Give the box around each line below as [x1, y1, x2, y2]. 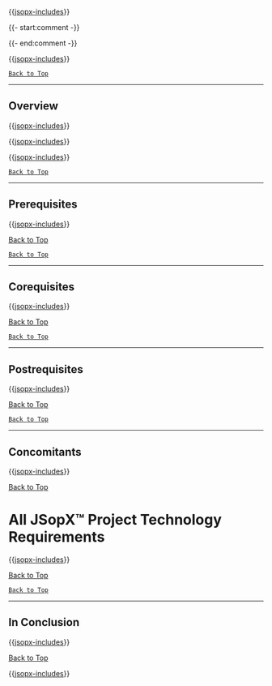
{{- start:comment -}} [8, 23, 80, 32]
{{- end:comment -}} [8, 38, 78, 48]
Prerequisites [8, 198, 78, 212]
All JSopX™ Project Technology [8, 511, 223, 530]
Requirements [8, 528, 105, 547]
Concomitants [8, 445, 82, 459]
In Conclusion [8, 615, 79, 629]
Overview [8, 99, 59, 113]
